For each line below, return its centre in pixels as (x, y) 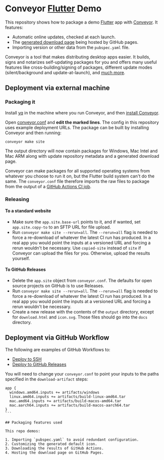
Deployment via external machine (58, 88)
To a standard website (28, 211)
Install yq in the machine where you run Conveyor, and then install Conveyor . (82, 113)
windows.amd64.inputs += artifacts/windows (54, 392)
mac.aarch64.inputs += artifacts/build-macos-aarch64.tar (70, 405)
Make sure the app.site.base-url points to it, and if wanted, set (76, 222)
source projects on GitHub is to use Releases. (58, 286)
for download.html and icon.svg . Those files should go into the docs (80, 317)
